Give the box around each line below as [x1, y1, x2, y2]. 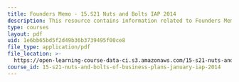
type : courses [7, 24, 50, 31]
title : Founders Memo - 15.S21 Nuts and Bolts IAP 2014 [7, 10, 176, 18]
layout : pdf [7, 30, 43, 38]
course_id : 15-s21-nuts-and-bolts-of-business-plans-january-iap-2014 [7, 63, 221, 71]
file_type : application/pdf [7, 43, 91, 51]
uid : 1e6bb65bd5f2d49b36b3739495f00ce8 [7, 37, 126, 44]
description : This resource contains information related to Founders [7, 17, 221, 24]
